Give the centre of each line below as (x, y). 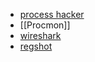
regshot (36, 46)
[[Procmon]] (45, 25)
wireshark (40, 35)
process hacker (52, 14)
